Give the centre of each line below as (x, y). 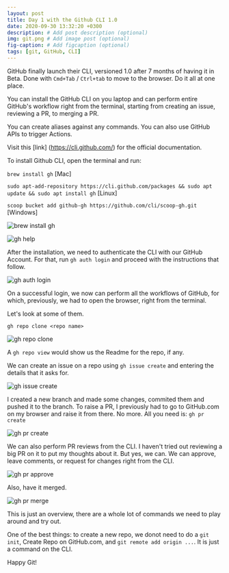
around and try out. (34, 521)
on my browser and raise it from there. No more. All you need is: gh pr (106, 413)
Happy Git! (22, 562)
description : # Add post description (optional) (78, 33)
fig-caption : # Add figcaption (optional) (68, 45)
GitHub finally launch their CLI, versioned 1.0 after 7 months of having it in (111, 71)
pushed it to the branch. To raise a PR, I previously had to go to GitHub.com (113, 406)
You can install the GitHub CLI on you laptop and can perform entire (103, 99)
